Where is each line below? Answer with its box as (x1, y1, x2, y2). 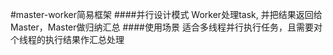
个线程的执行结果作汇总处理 (10, 34, 125, 45)
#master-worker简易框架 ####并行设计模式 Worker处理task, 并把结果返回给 (10, 9, 323, 20)
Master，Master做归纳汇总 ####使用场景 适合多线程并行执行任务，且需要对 (10, 21, 323, 33)
